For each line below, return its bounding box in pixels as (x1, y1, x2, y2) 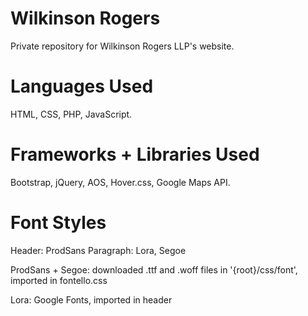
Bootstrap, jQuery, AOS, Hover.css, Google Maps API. (10, 176, 231, 188)
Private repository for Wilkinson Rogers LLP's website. (10, 40, 235, 52)
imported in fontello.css (10, 274, 108, 286)
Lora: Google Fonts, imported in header (10, 293, 173, 306)
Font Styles (10, 212, 107, 234)
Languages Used (10, 75, 154, 98)
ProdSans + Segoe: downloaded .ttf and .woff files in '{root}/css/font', (10, 263, 298, 276)
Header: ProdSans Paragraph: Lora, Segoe (10, 244, 187, 256)
